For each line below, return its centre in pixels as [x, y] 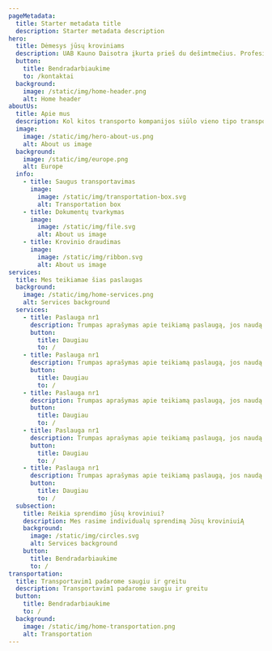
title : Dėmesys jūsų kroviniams [70, 46]
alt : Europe [43, 167]
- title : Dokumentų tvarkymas [74, 212]
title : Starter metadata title [68, 24]
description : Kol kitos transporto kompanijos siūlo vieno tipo [126, 122]
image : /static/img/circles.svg [84, 536]
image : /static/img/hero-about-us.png [88, 136]
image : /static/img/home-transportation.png [99, 626]
